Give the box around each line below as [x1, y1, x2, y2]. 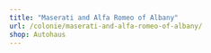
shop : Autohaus [9, 30, 66, 39]
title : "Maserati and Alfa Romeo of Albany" [9, 13, 179, 22]
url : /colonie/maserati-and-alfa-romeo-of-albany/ [9, 22, 203, 31]
